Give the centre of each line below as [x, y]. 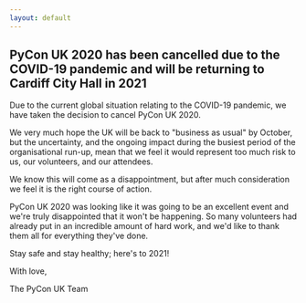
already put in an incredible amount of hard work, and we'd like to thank [145, 226]
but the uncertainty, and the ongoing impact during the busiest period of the [153, 142]
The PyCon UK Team [49, 289]
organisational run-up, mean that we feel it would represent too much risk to [153, 152]
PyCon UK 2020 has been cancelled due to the [145, 55]
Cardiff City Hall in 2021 [79, 84]
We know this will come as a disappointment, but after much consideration [150, 180]
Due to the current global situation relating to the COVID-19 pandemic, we [148, 105]
